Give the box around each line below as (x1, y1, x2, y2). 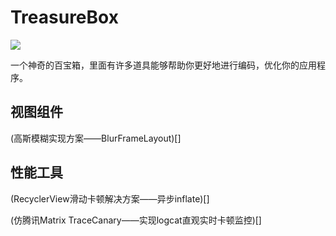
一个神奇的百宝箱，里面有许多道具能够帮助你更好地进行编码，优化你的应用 (10, 59, 317, 71)
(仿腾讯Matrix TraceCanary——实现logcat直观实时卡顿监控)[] (10, 214, 262, 226)
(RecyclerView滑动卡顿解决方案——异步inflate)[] (10, 192, 210, 205)
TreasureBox (10, 6, 119, 29)
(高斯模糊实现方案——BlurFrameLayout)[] (10, 132, 182, 144)
